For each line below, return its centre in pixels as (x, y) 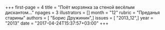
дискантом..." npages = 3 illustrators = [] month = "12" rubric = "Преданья (82, 12)
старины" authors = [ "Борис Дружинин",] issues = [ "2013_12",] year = (79, 18)
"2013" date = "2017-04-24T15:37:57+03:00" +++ (57, 23)
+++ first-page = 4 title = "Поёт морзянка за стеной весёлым (70, 7)
